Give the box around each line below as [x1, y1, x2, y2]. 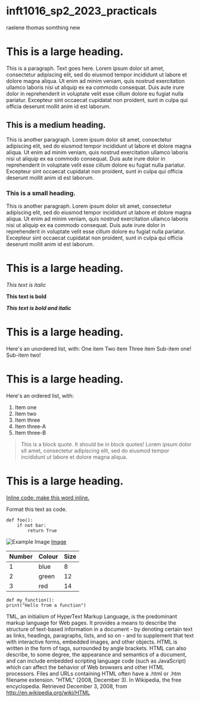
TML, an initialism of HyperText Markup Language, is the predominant [6, 612, 177, 620]
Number [9, 552, 33, 560]
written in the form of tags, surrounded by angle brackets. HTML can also [6, 644, 186, 652]
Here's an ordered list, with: [6, 392, 74, 399]
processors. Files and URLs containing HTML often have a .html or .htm [6, 670, 182, 677]
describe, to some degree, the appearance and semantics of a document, [6, 651, 187, 658]
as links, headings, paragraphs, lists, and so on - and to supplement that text [6, 632, 194, 639]
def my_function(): [6, 597, 55, 603]
